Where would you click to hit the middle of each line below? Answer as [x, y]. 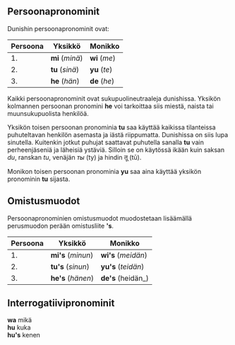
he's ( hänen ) [72, 278]
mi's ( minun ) [72, 255]
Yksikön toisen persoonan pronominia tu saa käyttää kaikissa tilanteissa [112, 127]
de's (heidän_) [125, 278]
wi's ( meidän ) [124, 255]
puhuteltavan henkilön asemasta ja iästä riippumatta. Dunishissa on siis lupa [118, 134]
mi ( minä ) [67, 58]
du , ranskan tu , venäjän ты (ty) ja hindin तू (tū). [74, 157]
